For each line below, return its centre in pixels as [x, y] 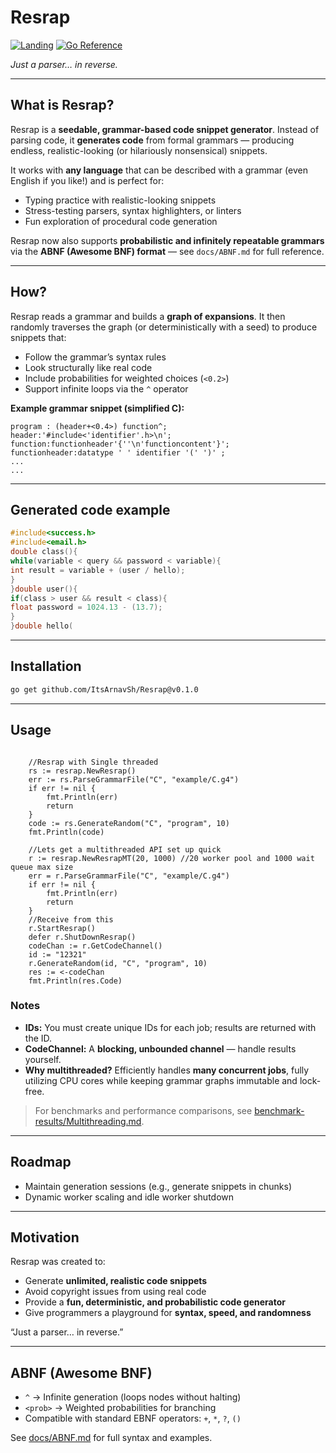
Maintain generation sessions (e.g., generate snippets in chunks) [158, 1186]
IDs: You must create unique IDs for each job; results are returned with [170, 1027]
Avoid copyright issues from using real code [115, 1292]
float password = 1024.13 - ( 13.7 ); [86, 607]
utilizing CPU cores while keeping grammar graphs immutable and [161, 1080]
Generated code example [90, 509]
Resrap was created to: [58, 1262]
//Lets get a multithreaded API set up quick [125, 849]
